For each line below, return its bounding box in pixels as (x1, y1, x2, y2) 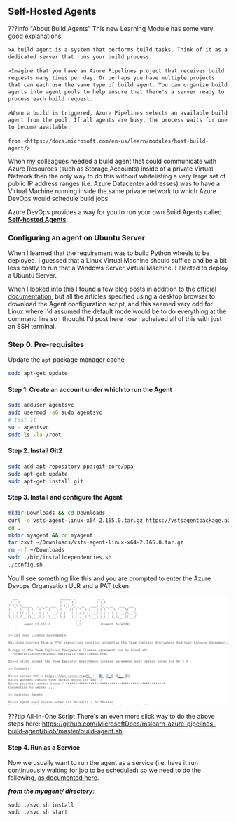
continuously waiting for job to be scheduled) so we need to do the (8, 766, 202, 775)
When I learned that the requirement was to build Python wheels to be (8, 249, 210, 257)
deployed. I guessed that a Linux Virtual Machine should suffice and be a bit (8, 256, 227, 265)
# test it (8, 417, 37, 424)
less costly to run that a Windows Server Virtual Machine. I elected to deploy (8, 263, 229, 273)
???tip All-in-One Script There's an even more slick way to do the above (8, 712, 216, 720)
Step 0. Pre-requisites (8, 340, 85, 350)
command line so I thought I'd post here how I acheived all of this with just (8, 315, 223, 323)
